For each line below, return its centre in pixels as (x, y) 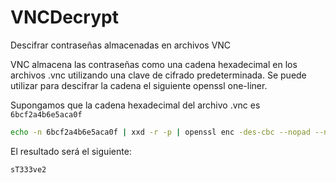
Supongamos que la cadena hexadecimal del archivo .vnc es (135, 105)
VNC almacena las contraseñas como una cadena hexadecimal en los (154, 64)
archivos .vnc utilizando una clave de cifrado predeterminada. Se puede (158, 75)
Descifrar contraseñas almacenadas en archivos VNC (121, 45)
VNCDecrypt (64, 17)
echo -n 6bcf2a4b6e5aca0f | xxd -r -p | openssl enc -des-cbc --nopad (160, 132)
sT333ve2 (28, 169)
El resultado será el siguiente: (71, 151)
